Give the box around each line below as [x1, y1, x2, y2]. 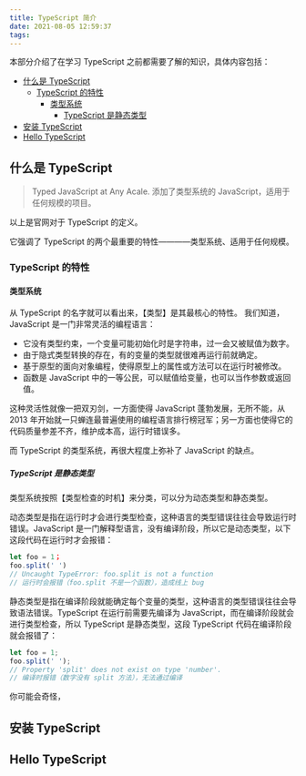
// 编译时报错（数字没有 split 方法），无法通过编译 [9, 673, 183, 683]
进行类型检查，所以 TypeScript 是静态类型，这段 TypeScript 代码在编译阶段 [9, 618, 292, 629]
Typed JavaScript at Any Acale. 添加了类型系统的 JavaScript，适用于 [31, 186, 291, 197]
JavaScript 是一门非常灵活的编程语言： [9, 319, 157, 330]
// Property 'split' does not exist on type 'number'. [9, 665, 222, 674]
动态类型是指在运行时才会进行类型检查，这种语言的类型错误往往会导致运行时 [9, 512, 297, 523]
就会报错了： [9, 629, 57, 640]
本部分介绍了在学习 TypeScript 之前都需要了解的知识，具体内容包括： [9, 56, 270, 67]
